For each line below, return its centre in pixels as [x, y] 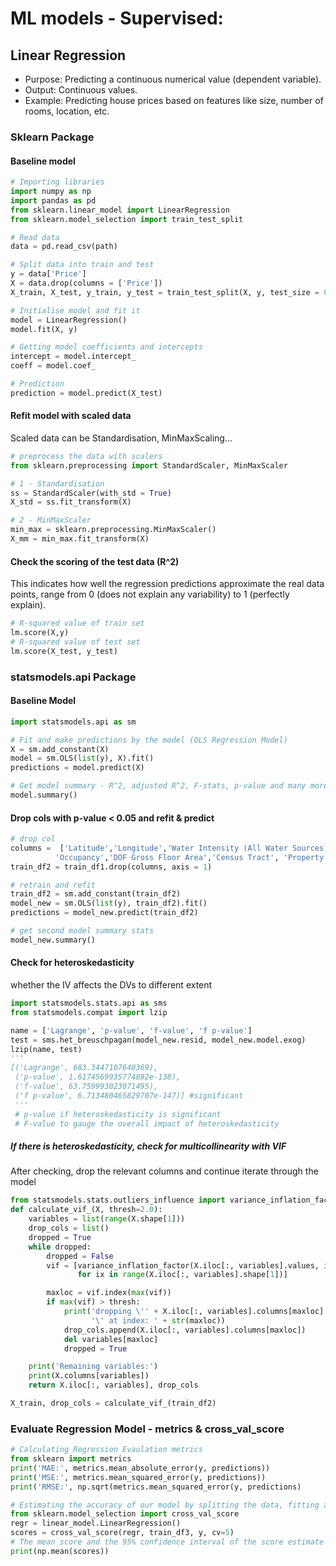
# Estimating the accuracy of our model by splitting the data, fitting [165, 1505]
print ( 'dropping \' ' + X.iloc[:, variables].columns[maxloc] [194, 1312]
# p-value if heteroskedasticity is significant [118, 1114]
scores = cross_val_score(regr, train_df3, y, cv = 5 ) [122, 1533]
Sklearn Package [52, 137]
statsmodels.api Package [73, 677]
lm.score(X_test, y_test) [64, 651]
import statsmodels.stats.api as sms [89, 1003]
